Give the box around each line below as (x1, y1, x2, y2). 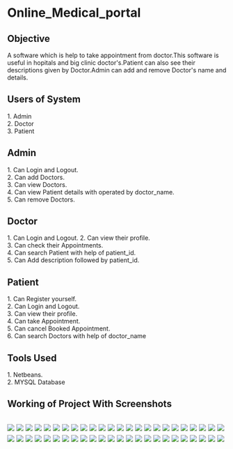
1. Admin (7, 112, 32, 120)
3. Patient (7, 127, 35, 135)
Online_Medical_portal (7, 5, 141, 21)
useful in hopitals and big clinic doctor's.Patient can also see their (7, 59, 196, 67)
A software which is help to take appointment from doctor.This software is (7, 51, 219, 59)
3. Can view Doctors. (7, 180, 67, 189)
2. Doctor (7, 119, 35, 128)
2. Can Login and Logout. (7, 302, 80, 311)
